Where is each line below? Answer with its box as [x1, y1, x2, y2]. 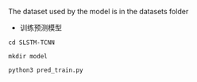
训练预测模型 [19, 23, 62, 32]
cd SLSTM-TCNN [8, 39, 56, 47]
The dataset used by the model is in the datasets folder [8, 7, 189, 16]
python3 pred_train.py [8, 66, 83, 74]
